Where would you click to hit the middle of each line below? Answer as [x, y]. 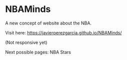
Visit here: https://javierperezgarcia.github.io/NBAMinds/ [63, 32]
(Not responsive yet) [26, 42]
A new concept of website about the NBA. [48, 23]
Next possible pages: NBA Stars [38, 52]
